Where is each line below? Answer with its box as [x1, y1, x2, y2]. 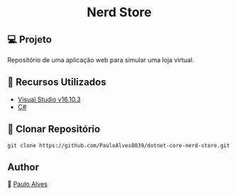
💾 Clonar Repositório [7, 123, 101, 135]
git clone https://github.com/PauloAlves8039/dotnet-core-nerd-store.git [7, 142, 231, 149]
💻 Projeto [7, 33, 52, 45]
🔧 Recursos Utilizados [7, 76, 106, 89]
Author [7, 161, 39, 174]
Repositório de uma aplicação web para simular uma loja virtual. [7, 56, 194, 64]
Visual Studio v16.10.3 [17, 95, 81, 104]
